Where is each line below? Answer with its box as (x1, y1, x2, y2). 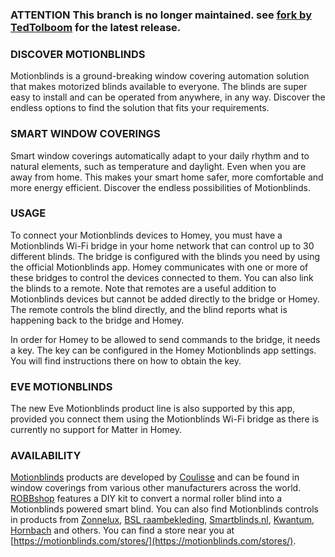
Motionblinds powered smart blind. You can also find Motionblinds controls (10, 503, 319, 515)
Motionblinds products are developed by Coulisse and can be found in (10, 471, 300, 483)
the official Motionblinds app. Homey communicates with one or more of (10, 261, 309, 273)
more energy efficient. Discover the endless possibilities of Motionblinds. (10, 181, 311, 193)
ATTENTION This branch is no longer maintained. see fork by (10, 8, 312, 22)
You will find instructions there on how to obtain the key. (10, 354, 242, 367)
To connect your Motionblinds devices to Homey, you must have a (10, 229, 283, 241)
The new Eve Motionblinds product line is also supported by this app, (10, 403, 296, 415)
